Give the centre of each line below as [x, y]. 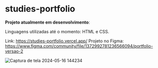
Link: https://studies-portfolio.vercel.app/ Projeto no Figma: [64, 41]
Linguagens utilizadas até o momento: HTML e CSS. [57, 31]
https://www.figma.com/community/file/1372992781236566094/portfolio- [79, 46]
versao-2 [14, 51]
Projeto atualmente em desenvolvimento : [47, 22]
